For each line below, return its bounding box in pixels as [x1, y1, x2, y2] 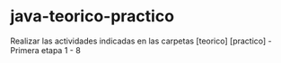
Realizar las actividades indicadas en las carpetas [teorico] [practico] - [10, 35, 272, 46]
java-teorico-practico [10, 6, 174, 27]
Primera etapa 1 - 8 [10, 44, 82, 55]
